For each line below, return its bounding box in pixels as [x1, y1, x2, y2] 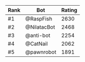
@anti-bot [25, 32, 50, 39]
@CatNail [25, 40, 48, 47]
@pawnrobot [25, 49, 56, 55]
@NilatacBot [25, 24, 55, 30]
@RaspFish [25, 15, 52, 22]
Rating [61, 7, 77, 13]
